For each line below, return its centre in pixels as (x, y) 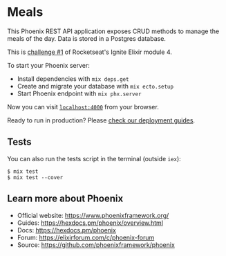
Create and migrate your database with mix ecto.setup (95, 86)
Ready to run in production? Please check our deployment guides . (101, 120)
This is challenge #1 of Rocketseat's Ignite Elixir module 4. (90, 52)
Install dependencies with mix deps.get (73, 79)
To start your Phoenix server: (48, 65)
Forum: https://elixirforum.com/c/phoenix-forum (86, 237)
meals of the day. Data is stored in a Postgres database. (86, 38)
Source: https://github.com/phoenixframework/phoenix (96, 245)
